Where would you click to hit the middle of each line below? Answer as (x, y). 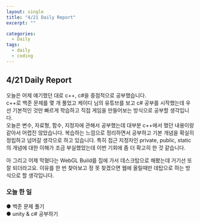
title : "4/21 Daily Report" (41, 17)
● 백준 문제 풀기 (25, 206)
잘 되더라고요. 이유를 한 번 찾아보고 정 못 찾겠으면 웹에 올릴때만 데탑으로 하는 (95, 167)
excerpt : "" (21, 23)
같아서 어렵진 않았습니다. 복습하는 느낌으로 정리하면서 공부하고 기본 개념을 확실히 (100, 133)
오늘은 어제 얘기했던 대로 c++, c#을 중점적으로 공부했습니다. (76, 95)
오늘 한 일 (19, 192)
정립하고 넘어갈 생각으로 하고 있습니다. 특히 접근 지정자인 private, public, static (99, 140)
